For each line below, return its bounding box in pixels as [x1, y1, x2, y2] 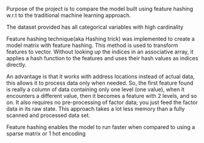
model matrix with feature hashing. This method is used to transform [6, 42, 178, 49]
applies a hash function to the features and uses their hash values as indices [6, 55, 199, 61]
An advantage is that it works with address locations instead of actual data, [6, 73, 195, 80]
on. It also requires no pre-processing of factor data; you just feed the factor [6, 99, 198, 106]
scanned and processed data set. [6, 112, 90, 119]
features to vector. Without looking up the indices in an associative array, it [6, 48, 194, 55]
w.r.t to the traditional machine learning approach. [6, 12, 132, 19]
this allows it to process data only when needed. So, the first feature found [6, 79, 194, 86]
